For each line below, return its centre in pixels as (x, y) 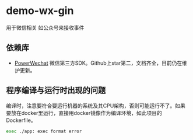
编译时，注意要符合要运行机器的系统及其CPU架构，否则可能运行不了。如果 (96, 106)
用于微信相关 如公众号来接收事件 (45, 27)
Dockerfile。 (21, 120)
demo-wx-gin (40, 11)
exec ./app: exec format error (44, 131)
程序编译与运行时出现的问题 (56, 91)
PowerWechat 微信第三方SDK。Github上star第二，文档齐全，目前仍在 (98, 63)
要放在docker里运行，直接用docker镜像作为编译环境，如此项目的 (84, 113)
